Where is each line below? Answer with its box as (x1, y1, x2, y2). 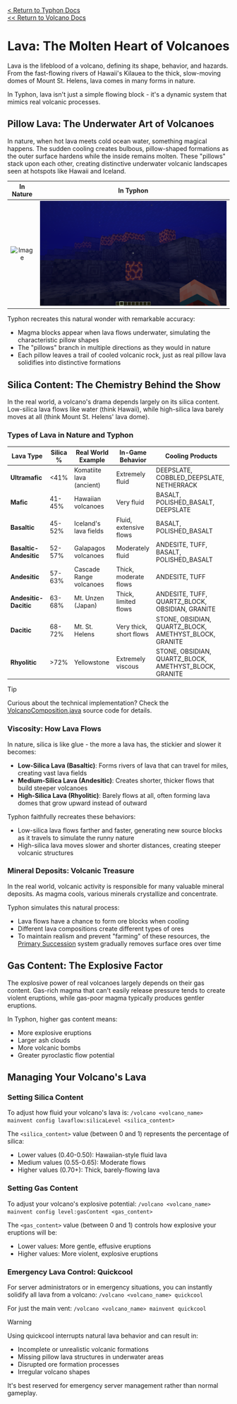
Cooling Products (164, 452, 218, 461)
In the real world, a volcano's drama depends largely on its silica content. (7, 397, 220, 406)
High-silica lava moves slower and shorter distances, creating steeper (17, 841, 221, 849)
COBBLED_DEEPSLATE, (156, 473, 224, 482)
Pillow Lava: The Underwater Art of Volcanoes (7, 118, 214, 130)
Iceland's (73, 519, 101, 528)
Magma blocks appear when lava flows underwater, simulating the (17, 328, 211, 337)
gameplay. (7, 1388, 37, 1397)
